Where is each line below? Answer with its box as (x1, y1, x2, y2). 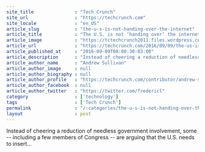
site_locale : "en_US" (6, 20, 99, 26)
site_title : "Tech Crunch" (6, 9, 116, 15)
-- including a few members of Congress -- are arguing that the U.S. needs (6, 134, 195, 141)
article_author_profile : (6, 77, 78, 83)
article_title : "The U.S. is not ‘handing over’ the (6, 32, 176, 38)
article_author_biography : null (6, 71, 92, 77)
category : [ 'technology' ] (6, 94, 119, 100)
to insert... (6, 140, 32, 148)
